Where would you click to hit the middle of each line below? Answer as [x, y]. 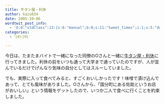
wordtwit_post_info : [26, 23]
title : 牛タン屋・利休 [26, 10]
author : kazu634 [22, 14]
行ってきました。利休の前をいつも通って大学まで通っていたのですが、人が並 [82, 62]
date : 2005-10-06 [23, 19]
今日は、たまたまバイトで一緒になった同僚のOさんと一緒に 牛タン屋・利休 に [82, 55]
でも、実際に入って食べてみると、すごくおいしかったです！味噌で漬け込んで [82, 78]
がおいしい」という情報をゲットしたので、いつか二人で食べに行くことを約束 [82, 90]
